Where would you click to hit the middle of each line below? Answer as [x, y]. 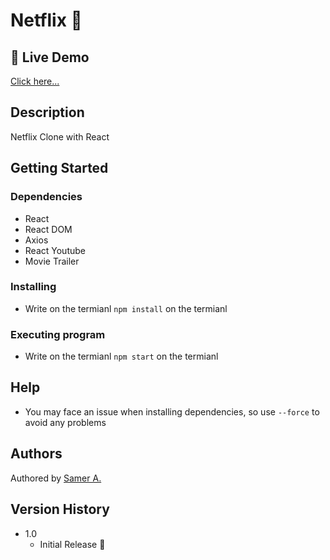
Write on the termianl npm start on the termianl [121, 356]
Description [47, 112]
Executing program [58, 334]
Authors [36, 454]
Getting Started [59, 168]
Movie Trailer [52, 261]
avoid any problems [65, 422]
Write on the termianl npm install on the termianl [126, 308]
